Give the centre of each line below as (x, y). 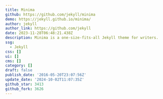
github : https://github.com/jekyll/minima (50, 14)
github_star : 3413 (24, 84)
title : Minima (20, 10)
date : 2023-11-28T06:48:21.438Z (39, 33)
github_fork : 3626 (24, 89)
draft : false (19, 70)
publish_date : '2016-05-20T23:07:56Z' (46, 75)
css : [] (13, 51)
